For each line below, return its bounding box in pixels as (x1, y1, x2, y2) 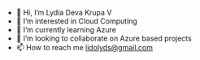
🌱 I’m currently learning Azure (15, 25, 116, 34)
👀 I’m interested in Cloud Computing (15, 16, 138, 26)
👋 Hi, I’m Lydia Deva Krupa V (15, 8, 112, 17)
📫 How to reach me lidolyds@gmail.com (15, 43, 153, 52)
